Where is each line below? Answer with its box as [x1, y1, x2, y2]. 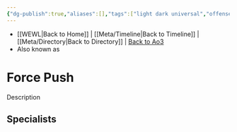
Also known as [16, 44, 60, 53]
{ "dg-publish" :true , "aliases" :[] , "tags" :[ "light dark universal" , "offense [6, 10, 232, 18]
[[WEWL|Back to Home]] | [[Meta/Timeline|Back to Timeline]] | [16, 30, 200, 38]
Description [6, 92, 40, 101]
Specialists [6, 113, 57, 125]
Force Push [6, 69, 74, 85]
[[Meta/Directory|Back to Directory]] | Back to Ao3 [16, 37, 164, 46]
